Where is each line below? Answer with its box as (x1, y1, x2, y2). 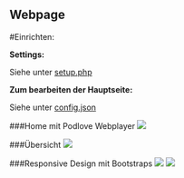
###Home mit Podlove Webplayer (9, 120, 136, 131)
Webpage (9, 7, 65, 23)
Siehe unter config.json (9, 102, 97, 113)
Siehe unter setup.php (9, 66, 92, 77)
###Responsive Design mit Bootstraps (9, 158, 153, 169)
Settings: (9, 49, 45, 60)
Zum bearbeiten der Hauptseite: (9, 84, 133, 94)
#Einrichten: (9, 31, 54, 42)
